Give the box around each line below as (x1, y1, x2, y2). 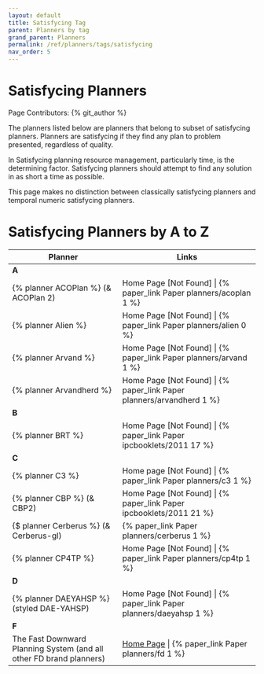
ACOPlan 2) (12, 292, 56, 303)
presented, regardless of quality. (8, 139, 114, 149)
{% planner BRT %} (12, 429, 84, 440)
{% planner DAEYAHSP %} (12, 593, 110, 604)
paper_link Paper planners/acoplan (122, 287, 251, 298)
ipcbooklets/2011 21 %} (122, 507, 214, 518)
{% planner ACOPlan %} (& (12, 282, 112, 293)
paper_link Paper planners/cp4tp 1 (122, 552, 251, 563)
